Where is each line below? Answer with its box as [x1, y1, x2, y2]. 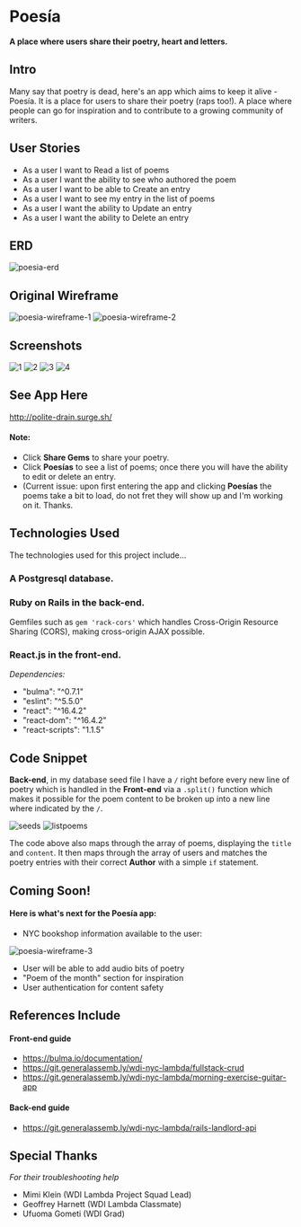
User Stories [9, 141, 81, 156]
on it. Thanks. [22, 500, 74, 511]
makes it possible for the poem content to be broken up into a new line [9, 793, 270, 805]
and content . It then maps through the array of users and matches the [9, 847, 268, 859]
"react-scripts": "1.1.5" [22, 725, 105, 736]
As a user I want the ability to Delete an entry [22, 212, 190, 223]
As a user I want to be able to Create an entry [22, 183, 190, 194]
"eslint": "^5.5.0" [22, 696, 84, 707]
